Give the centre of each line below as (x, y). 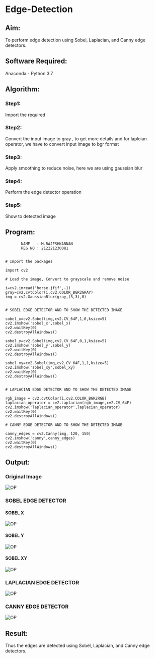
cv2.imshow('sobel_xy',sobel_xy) (40, 367)
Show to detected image (31, 216)
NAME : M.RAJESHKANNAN (47, 244)
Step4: (14, 181)
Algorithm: (22, 89)
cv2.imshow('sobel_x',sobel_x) (38, 323)
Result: (17, 634)
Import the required (25, 115)
